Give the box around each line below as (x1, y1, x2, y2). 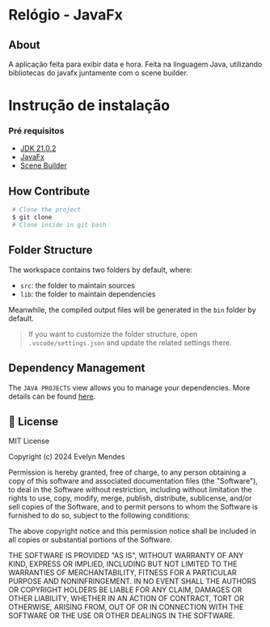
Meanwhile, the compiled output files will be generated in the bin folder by (8, 305, 256, 314)
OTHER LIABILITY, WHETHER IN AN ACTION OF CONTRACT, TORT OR (8, 594, 244, 604)
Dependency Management (8, 361, 146, 375)
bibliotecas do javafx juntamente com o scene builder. (8, 68, 188, 78)
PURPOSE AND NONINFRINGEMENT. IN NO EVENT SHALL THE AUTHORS (8, 577, 257, 586)
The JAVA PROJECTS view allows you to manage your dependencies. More (8, 382, 251, 392)
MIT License (8, 436, 50, 446)
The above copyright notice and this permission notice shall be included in (8, 527, 256, 536)
